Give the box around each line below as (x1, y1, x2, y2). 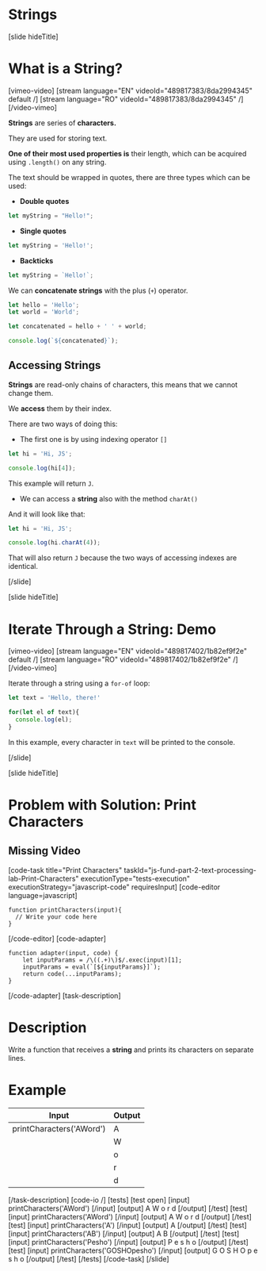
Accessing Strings (8, 359, 101, 372)
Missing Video (8, 844, 81, 858)
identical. (8, 562, 38, 571)
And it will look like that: (8, 509, 85, 519)
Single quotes (19, 226, 67, 236)
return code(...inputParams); (22, 970, 123, 977)
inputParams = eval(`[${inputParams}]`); (22, 962, 161, 971)
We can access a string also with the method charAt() (19, 493, 198, 503)
